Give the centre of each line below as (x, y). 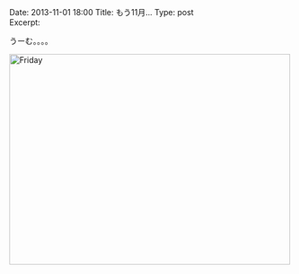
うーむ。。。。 (31, 41)
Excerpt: (25, 22)
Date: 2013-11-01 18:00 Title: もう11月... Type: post (102, 12)
